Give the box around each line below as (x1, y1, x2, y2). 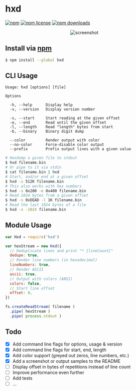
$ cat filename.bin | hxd (5, 170, 59, 175)
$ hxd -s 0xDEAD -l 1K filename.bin (5, 198, 82, 203)
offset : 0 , (10, 291, 33, 296)
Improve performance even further (12, 369, 84, 375)
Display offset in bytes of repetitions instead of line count (12, 364, 131, 370)
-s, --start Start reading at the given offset (10, 116, 120, 121)
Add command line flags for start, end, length (12, 347, 107, 353)
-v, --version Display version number (10, 107, 95, 112)
